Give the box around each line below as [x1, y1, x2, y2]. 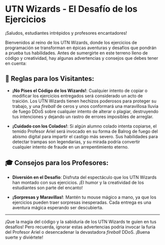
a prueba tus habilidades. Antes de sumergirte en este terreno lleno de [5, 50, 148, 56]
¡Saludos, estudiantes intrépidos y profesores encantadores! [5, 30, 127, 36]
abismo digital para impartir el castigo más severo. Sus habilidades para [12, 133, 158, 139]
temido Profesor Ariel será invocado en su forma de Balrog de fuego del [12, 128, 158, 134]
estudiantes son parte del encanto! [12, 185, 83, 191]
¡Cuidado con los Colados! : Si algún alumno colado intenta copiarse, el [12, 123, 157, 129]
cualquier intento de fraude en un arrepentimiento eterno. [12, 144, 129, 150]
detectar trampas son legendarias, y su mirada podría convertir [12, 139, 140, 145]
